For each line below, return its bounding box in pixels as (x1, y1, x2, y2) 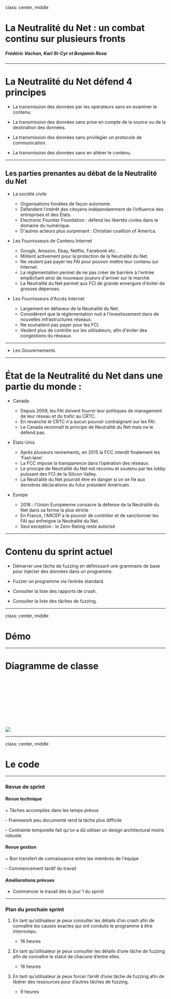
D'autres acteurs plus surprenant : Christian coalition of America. (20, 227, 157, 234)
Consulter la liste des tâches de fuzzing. (12, 598, 97, 604)
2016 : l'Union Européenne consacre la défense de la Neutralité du (20, 501, 159, 507)
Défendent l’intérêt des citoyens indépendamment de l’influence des (20, 206, 164, 212)
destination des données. (12, 125, 66, 131)
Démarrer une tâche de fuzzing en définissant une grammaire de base (12, 563, 160, 569)
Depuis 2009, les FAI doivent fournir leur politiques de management (20, 407, 162, 413)
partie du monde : (5, 381, 82, 392)
